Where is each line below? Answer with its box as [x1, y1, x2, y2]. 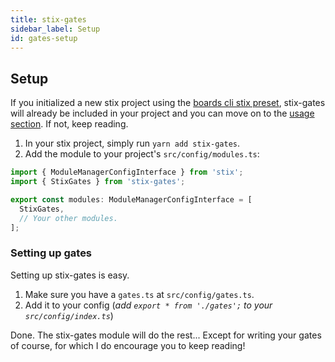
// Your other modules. [19, 213, 118, 223]
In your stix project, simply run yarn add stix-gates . [24, 137, 241, 150]
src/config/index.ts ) [24, 309, 114, 321]
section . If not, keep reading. [10, 118, 129, 130]
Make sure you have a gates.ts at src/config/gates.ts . [24, 288, 255, 300]
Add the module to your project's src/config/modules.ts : [24, 148, 260, 160]
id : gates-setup [10, 33, 78, 43]
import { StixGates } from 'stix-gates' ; [10, 177, 186, 187]
